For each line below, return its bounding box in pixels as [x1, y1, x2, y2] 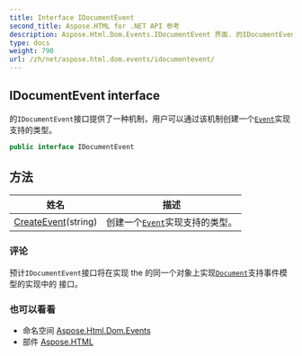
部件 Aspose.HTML [22, 336, 94, 347]
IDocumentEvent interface [9, 88, 160, 103]
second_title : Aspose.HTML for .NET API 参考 [9, 22, 180, 31]
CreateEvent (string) [13, 215, 98, 227]
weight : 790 [9, 47, 54, 56]
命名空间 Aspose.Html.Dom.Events [22, 325, 151, 336]
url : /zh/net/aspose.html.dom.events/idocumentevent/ [9, 55, 216, 64]
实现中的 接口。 [24, 278, 83, 289]
